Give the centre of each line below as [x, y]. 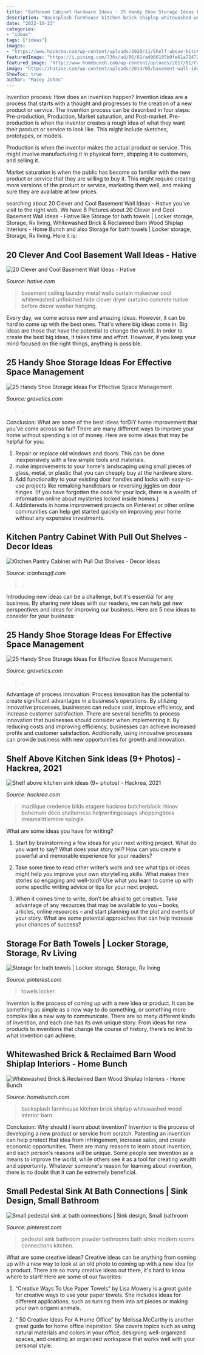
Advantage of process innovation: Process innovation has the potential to [98, 694]
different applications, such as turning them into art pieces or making [101, 1301]
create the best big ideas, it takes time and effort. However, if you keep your [101, 337]
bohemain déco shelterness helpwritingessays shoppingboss [98, 813]
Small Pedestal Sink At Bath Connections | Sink [97, 1191]
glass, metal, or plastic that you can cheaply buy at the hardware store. [104, 472]
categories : [21, 29]
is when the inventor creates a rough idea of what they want [110, 123]
